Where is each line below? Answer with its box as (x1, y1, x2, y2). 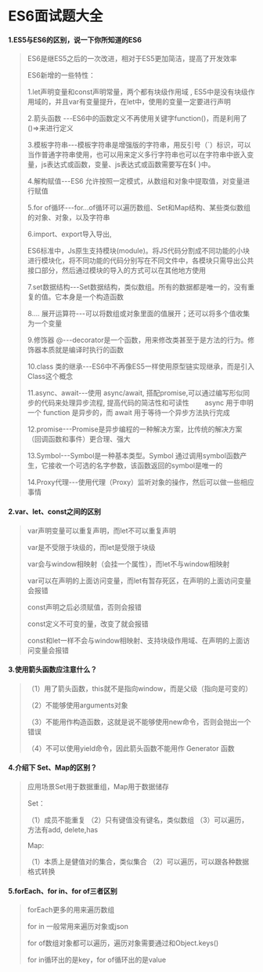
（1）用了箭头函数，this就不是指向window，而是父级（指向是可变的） (27, 683, 253, 693)
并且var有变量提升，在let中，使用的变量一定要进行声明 (54, 97, 231, 107)
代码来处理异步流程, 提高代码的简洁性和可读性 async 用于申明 (41, 398, 254, 408)
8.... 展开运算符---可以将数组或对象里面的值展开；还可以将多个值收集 (27, 309, 250, 319)
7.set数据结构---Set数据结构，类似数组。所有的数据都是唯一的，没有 (27, 282, 248, 292)
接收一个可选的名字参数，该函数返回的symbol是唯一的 (48, 461, 223, 471)
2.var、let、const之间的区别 (8, 507, 102, 516)
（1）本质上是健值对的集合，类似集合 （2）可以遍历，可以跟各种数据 (27, 857, 249, 866)
